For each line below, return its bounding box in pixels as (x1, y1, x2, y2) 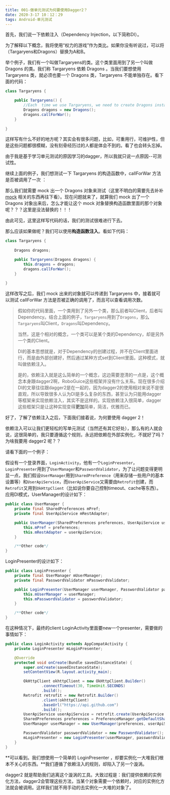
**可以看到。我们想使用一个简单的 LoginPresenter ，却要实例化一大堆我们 (5, 754, 159, 760)
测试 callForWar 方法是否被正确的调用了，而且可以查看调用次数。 (9, 297, 146, 303)
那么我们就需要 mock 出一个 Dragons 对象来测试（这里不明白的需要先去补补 (5, 188, 163, 194)
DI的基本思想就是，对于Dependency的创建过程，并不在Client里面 (17, 348, 154, 355)
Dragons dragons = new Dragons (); (23, 107, 96, 112)
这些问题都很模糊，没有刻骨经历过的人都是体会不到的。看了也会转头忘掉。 (9, 142, 165, 149)
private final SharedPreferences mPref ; (14, 507, 101, 512)
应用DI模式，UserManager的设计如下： (5, 491, 87, 497)
